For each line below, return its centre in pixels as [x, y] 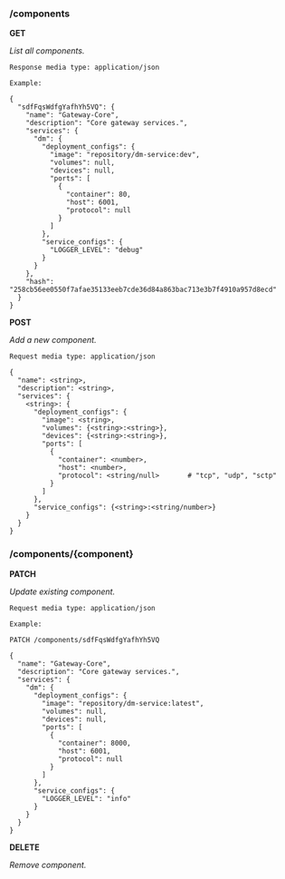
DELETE [24, 847]
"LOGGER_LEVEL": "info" [86, 798]
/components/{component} [71, 554]
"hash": [40, 282]
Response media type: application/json [85, 68]
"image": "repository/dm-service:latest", [123, 703]
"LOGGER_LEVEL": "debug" [96, 250]
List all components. [47, 51]
